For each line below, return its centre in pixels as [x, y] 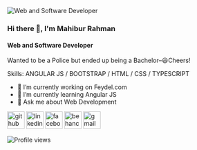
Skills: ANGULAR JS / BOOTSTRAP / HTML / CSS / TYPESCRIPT [98, 74]
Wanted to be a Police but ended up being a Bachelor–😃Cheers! [99, 60]
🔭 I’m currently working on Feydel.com [72, 87]
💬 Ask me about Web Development [67, 102]
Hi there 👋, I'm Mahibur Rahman [62, 28]
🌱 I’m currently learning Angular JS [67, 95]
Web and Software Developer [50, 45]
